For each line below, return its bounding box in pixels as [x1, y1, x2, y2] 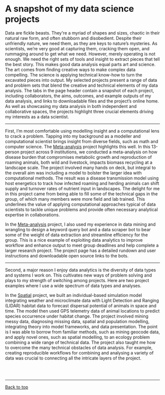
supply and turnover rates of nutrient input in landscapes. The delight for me [5, 185, 160, 191]
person [5, 149, 20, 155]
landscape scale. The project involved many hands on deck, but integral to [5, 164, 156, 171]
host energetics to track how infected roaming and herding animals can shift [5, 180, 160, 186]
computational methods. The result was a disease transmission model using [5, 175, 159, 181]
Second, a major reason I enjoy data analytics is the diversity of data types [5, 267, 156, 273]
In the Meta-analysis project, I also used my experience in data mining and [5, 221, 156, 227]
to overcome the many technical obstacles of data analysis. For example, [5, 344, 153, 351]
